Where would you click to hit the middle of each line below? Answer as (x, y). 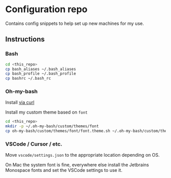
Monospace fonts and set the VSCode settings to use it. (64, 170)
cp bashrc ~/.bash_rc (28, 79)
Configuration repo (46, 9)
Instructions (25, 39)
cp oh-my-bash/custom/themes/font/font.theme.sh (58, 131)
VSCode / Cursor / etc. (34, 144)
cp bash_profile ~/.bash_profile (41, 74)
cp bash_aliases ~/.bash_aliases (41, 69)
